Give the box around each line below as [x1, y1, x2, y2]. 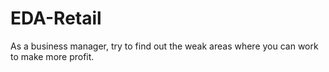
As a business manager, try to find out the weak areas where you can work [10, 40, 319, 52]
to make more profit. [10, 50, 95, 62]
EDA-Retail [10, 7, 102, 30]
